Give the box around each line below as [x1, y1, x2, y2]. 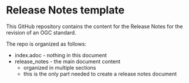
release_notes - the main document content [14, 58, 121, 65]
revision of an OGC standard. [6, 29, 76, 36]
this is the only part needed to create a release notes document [23, 70, 177, 77]
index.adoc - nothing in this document [14, 51, 107, 58]
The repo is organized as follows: [6, 40, 87, 47]
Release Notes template [6, 4, 125, 17]
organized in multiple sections [23, 64, 96, 71]
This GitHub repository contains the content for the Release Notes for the [6, 23, 183, 30]
